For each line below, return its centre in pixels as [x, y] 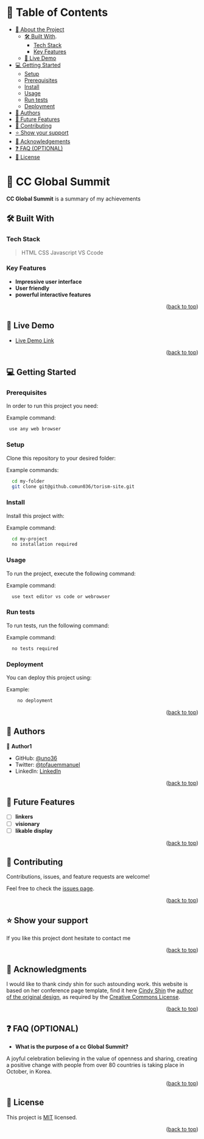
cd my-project [30, 539]
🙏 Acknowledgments [47, 969]
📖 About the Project [40, 29]
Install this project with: [36, 515]
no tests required [35, 648]
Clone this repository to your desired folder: [61, 458]
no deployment [35, 700]
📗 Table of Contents [57, 13]
